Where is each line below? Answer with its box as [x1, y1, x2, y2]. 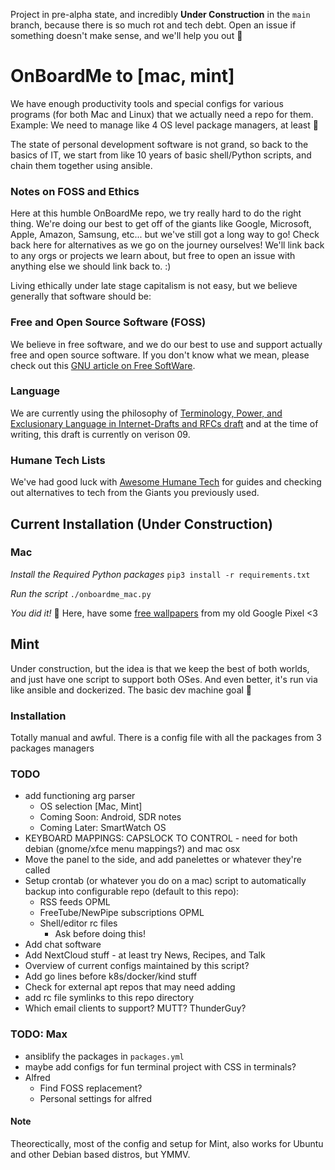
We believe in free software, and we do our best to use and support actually [10, 338, 323, 350]
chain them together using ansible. [10, 159, 153, 171]
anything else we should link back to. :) [10, 260, 172, 273]
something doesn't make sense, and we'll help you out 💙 [10, 30, 243, 41]
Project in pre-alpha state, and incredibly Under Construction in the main [10, 9, 311, 20]
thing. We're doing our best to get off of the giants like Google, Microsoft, [10, 218, 312, 230]
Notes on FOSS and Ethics [10, 184, 140, 198]
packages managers [10, 742, 95, 754]
